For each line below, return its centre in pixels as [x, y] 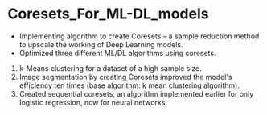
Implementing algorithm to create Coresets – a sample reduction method [139, 36]
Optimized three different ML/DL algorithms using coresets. [117, 53]
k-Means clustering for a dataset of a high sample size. [110, 68]
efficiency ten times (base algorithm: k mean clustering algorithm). [129, 85]
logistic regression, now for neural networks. [93, 102]
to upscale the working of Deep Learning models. [101, 44]
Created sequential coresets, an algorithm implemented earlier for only [136, 93]
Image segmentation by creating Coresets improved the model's [125, 77]
